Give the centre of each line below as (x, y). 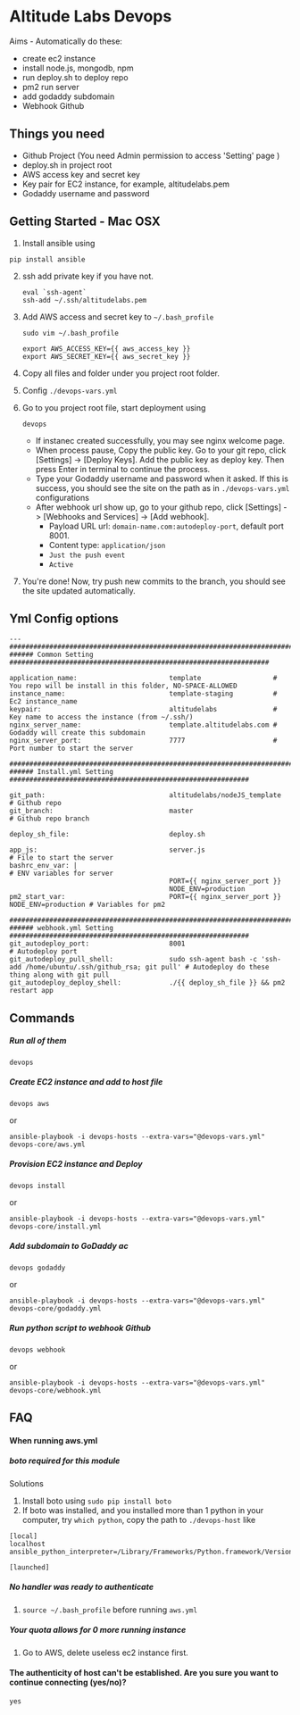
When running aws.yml (54, 1440)
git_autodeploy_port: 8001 (97, 944)
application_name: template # (143, 679)
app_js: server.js (107, 850)
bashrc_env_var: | (43, 866)
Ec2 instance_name (43, 702)
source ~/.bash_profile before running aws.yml (110, 1610)
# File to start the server (62, 858)
